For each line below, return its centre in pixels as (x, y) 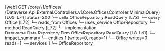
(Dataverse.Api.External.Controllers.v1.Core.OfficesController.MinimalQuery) (82, 12)
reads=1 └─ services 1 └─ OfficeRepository (49, 43)
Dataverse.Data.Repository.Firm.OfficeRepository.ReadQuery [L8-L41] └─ (80, 33)
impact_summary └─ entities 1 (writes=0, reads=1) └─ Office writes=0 (76, 38)
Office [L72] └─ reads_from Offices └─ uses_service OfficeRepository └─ (80, 22)
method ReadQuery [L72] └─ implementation (51, 28)
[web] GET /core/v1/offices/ (33, 7)
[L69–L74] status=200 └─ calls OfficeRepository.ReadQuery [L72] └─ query (82, 17)
